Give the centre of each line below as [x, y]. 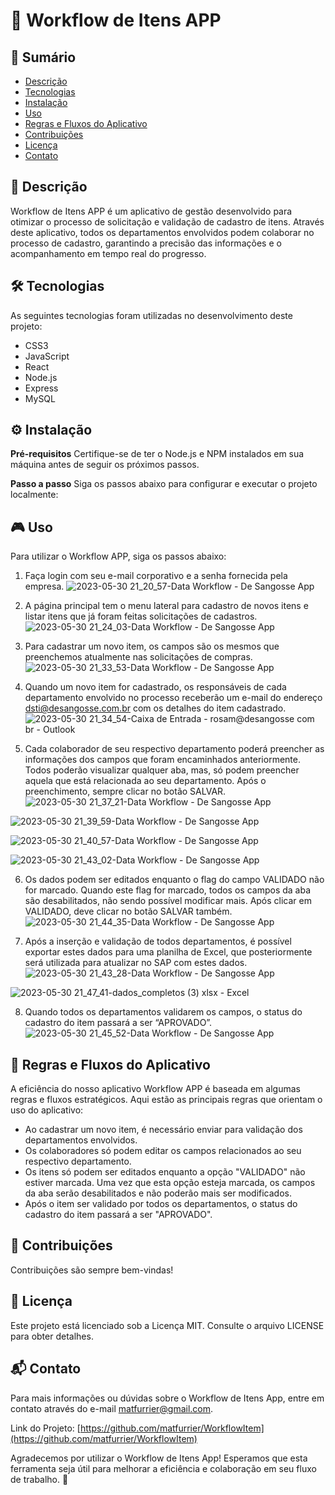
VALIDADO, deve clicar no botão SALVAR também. [128, 911]
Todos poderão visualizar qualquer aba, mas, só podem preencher [162, 770]
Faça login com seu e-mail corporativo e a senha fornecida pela [156, 576]
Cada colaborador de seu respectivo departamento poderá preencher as [174, 749]
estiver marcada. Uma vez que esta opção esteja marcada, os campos [170, 1183]
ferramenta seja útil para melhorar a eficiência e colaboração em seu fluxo [163, 1468]
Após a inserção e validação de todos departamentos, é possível [158, 941]
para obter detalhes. [52, 1336]
